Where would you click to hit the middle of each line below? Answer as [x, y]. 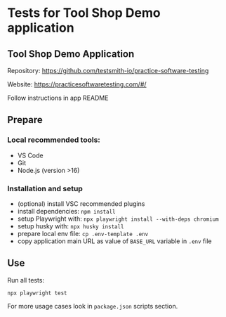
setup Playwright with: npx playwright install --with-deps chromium [118, 219]
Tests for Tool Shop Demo [84, 13]
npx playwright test [38, 293]
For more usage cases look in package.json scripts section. [93, 306]
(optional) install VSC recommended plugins [81, 203]
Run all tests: [26, 280]
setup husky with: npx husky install [71, 226]
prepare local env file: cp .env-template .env [83, 233]
